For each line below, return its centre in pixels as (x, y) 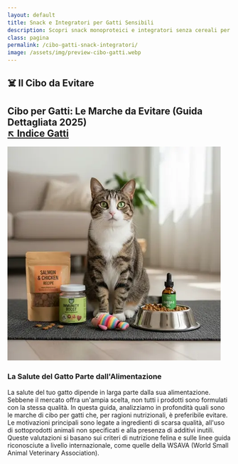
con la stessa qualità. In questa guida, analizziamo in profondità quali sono (116, 407)
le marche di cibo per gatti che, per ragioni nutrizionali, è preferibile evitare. (118, 415)
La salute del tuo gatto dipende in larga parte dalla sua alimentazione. (109, 392)
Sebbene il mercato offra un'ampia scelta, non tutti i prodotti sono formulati (118, 400)
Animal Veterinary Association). (53, 453)
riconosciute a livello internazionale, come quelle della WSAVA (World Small (118, 445)
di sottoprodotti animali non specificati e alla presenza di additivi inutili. (111, 430)
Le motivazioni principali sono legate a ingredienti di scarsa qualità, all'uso (116, 422)
